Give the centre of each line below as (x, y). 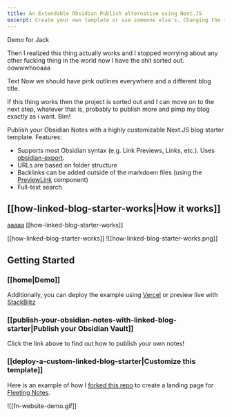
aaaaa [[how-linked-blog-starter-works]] (65, 225)
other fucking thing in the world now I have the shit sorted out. (96, 60)
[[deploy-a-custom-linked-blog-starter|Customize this (101, 361)
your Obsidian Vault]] (97, 328)
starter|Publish (33, 328)
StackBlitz (21, 302)
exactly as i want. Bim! (39, 116)
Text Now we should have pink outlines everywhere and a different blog (109, 81)
